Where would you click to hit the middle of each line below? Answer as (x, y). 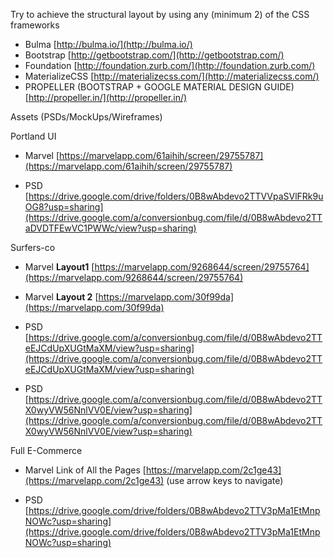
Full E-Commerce (46, 450)
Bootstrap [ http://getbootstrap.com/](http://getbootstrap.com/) (154, 55)
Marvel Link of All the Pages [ (85, 470)
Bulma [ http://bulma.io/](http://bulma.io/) (108, 44)
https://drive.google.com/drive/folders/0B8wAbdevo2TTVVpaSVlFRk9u (176, 196)
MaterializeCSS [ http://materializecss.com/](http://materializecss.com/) (172, 76)
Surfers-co (33, 247)
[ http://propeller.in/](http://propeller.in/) (106, 97)
